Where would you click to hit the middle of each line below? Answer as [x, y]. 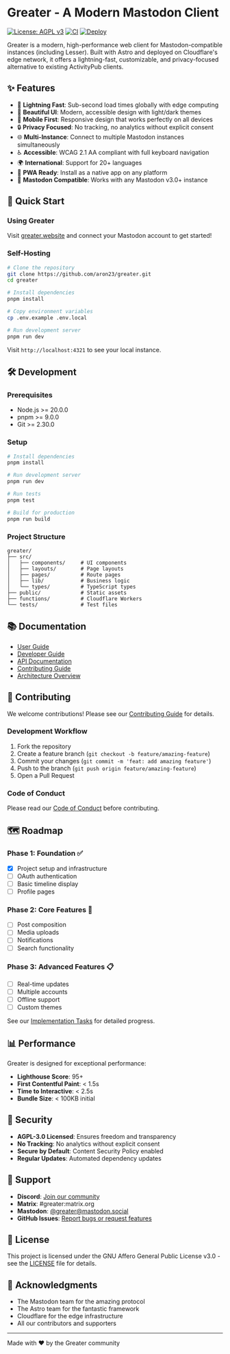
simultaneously [38, 145]
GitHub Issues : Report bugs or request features [84, 1218]
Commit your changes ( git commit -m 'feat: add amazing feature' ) [114, 761]
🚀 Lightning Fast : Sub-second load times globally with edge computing [118, 105]
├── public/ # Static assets [67, 593]
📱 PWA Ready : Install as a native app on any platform [92, 172]
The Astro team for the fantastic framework [78, 1309]
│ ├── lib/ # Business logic [68, 580]
